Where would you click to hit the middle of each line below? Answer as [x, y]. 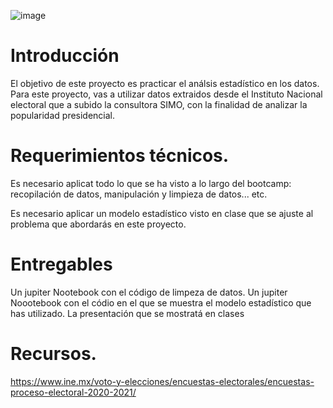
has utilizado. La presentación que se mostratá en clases [127, 313]
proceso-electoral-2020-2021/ [73, 392]
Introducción [65, 56]
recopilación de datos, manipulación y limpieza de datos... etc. [139, 194]
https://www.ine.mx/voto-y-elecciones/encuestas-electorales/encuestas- [162, 381]
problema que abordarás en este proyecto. [98, 224]
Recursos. [53, 354]
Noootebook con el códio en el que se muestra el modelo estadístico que [161, 302]
